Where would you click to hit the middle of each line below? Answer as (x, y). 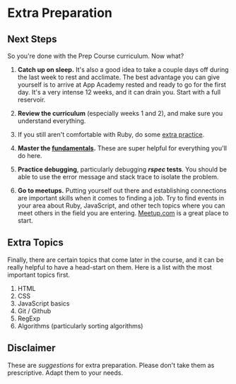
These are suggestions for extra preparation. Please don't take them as (111, 365)
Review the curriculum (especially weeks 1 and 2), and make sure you (120, 113)
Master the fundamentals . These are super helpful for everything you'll (122, 148)
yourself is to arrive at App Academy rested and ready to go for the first (122, 85)
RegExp (29, 318)
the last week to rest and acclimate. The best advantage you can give (119, 77)
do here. (30, 156)
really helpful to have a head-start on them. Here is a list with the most (110, 267)
